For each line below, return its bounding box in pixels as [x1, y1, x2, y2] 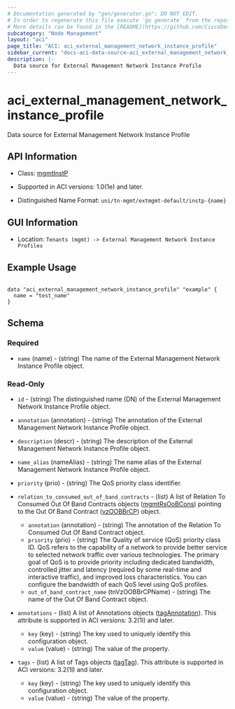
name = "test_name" [13, 292, 71, 299]
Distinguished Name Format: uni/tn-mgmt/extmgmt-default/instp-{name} [17, 196, 227, 205]
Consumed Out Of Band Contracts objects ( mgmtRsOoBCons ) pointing [17, 499, 222, 508]
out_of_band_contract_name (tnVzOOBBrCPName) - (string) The [27, 587, 211, 596]
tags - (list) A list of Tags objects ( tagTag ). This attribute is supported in [17, 658, 224, 666]
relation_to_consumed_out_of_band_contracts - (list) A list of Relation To [17, 492, 226, 501]
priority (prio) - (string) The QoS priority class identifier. [17, 478, 183, 487]
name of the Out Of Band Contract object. [27, 595, 148, 603]
